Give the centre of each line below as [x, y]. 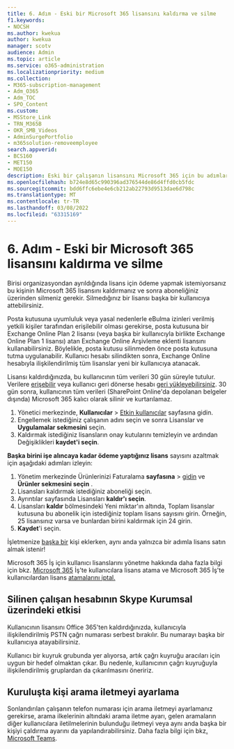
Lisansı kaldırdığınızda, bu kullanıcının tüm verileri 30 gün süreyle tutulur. [111, 376]
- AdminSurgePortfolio [40, 137]
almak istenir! [26, 549]
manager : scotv [29, 46]
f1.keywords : [26, 20]
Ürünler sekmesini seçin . [55, 484]
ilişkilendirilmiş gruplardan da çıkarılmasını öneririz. [80, 670]
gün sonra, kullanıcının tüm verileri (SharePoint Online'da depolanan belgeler [117, 392]
